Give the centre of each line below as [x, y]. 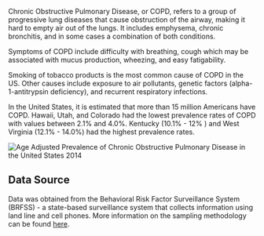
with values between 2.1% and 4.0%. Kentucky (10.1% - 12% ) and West [124, 123]
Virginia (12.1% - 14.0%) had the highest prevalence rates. [101, 132]
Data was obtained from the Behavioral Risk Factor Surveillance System [124, 198]
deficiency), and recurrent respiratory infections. [129, 92]
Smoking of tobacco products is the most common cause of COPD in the [126, 75]
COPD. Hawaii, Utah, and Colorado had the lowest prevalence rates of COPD [132, 115]
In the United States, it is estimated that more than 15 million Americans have [132, 107]
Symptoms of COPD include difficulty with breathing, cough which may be [128, 51]
